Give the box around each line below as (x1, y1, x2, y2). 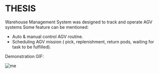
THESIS (5, 3, 36, 14)
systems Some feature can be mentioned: (5, 24, 89, 30)
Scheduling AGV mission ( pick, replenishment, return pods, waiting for (12, 38, 155, 44)
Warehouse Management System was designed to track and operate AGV (5, 19, 153, 25)
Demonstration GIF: (5, 53, 44, 59)
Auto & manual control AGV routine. (12, 34, 84, 39)
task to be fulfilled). (12, 44, 51, 50)
